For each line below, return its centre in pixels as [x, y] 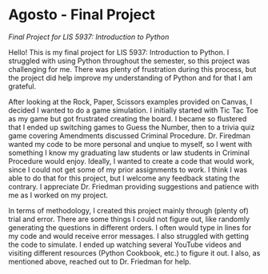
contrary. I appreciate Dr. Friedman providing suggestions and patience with [134, 186]
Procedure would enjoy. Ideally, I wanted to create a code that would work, [131, 161]
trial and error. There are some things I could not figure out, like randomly [129, 219]
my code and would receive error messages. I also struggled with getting [129, 236]
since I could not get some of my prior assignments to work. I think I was [128, 169]
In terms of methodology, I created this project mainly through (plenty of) [129, 210]
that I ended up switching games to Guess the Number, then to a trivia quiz [132, 127]
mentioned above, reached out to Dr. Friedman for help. [100, 261]
